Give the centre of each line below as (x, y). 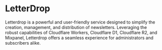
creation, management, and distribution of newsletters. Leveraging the (76, 27)
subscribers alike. (23, 43)
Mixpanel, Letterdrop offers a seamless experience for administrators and (79, 38)
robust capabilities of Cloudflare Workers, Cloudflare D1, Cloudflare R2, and (81, 32)
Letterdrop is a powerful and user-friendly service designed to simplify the (80, 22)
